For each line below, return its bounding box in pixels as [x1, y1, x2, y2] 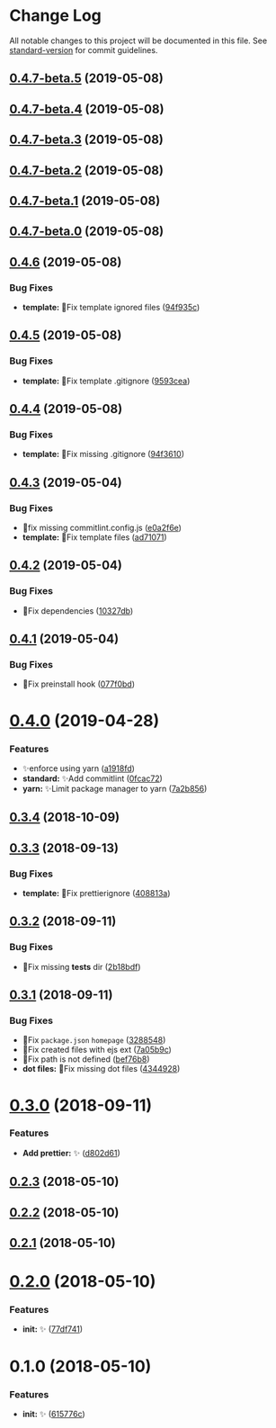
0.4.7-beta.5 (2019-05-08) [9, 71, 164, 86]
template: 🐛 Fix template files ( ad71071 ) [22, 532, 168, 543]
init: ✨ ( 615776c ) [22, 1408, 85, 1419]
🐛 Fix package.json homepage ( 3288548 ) [22, 1035, 166, 1046]
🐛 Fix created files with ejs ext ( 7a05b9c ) [22, 1045, 173, 1055]
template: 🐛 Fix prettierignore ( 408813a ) [22, 887, 171, 898]
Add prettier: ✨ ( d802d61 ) [22, 1147, 121, 1158]
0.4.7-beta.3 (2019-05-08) [9, 132, 164, 148]
